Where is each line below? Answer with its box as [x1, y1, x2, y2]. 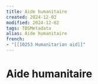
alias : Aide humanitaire [6, 31, 67, 37]
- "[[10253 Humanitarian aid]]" [6, 42, 86, 48]
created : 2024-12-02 [6, 14, 57, 20]
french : [6, 36, 25, 42]
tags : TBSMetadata [6, 25, 51, 31]
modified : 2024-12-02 [6, 20, 60, 25]
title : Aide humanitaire [6, 8, 67, 15]
